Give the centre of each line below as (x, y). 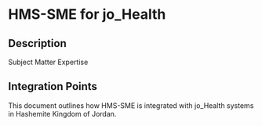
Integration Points (53, 86)
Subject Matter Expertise (48, 62)
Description (37, 43)
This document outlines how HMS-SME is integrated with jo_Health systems (131, 105)
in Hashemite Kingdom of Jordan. (62, 113)
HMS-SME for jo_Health (87, 14)
